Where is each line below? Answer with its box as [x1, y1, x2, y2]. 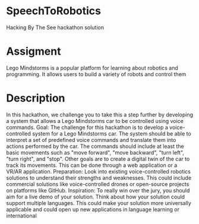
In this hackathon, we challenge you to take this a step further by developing [6, 111, 194, 118]
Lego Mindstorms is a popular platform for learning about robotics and [6, 64, 178, 71]
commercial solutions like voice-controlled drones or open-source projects [6, 180, 189, 188]
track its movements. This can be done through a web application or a [6, 162, 178, 169]
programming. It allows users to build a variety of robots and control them [6, 70, 187, 78]
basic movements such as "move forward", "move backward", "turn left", [6, 149, 184, 156]
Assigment [6, 45, 61, 58]
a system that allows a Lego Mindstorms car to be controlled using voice [6, 117, 184, 124]
